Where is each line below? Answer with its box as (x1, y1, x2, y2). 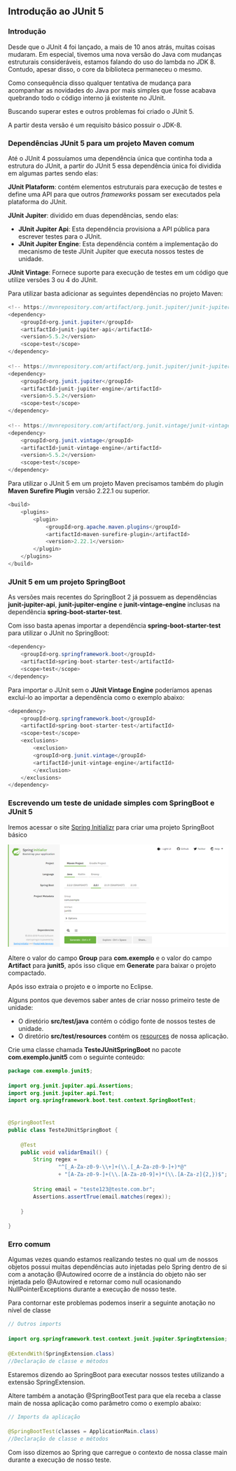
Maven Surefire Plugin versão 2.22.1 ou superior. (8, 487, 150, 495)
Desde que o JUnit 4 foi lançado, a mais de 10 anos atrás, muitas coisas (8, 42, 216, 51)
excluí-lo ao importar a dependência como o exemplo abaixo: (8, 693, 185, 701)
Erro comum (8, 1239, 51, 1249)
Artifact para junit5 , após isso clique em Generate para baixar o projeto (8, 961, 216, 969)
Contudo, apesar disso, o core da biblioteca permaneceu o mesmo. (8, 65, 202, 73)
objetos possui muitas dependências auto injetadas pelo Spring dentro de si (8, 1263, 227, 1271)
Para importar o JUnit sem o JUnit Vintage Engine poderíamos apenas (8, 686, 213, 694)
